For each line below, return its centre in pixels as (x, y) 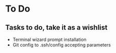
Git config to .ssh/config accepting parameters (62, 45)
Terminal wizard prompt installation (49, 39)
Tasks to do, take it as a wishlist (56, 28)
